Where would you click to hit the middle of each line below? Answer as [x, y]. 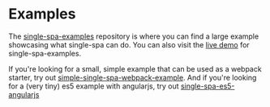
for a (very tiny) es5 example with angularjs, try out [94, 86]
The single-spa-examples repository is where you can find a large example [134, 36]
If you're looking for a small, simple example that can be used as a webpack [135, 68]
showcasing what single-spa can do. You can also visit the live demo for [129, 44]
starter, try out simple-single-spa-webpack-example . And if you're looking [133, 77]
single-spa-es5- [208, 86]
